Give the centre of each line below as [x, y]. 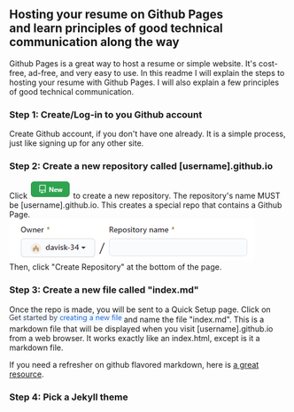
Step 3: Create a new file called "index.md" [104, 290]
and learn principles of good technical [116, 29]
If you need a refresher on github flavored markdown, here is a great [134, 364]
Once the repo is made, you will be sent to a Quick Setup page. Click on [140, 309]
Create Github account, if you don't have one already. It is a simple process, [147, 134]
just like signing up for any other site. [77, 143]
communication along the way [94, 42]
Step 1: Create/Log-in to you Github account [106, 114]
